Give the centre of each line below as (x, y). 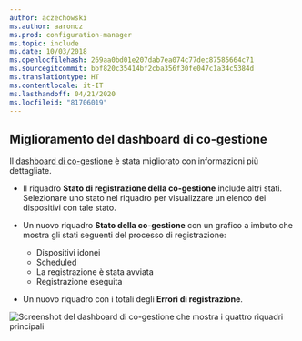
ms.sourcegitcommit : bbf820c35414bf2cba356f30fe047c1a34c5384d (132, 69)
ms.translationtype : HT (55, 77)
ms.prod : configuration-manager (70, 35)
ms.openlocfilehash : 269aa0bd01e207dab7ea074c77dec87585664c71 (132, 60)
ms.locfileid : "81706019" (58, 102)
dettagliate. (30, 171)
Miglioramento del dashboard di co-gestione (139, 139)
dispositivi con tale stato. (69, 208)
